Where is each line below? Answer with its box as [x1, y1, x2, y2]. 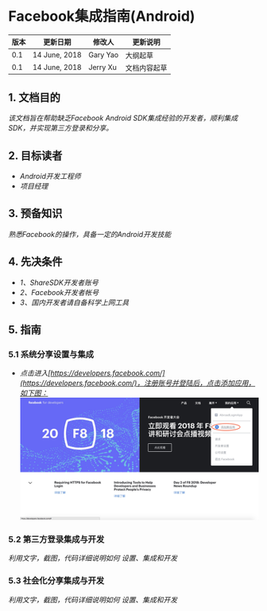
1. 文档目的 [8, 91, 61, 104]
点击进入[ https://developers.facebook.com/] [19, 368, 165, 378]
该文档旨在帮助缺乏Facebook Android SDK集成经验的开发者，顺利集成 [8, 113, 238, 123]
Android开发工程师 [19, 172, 81, 181]
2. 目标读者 [8, 149, 63, 162]
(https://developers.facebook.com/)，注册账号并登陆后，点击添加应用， [19, 379, 256, 388]
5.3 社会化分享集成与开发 [8, 575, 105, 586]
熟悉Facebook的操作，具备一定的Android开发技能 [8, 229, 172, 239]
